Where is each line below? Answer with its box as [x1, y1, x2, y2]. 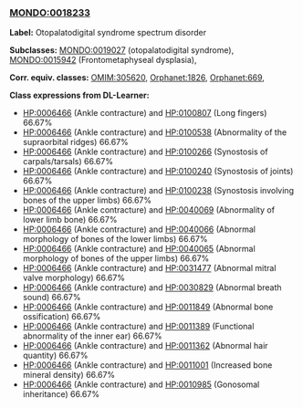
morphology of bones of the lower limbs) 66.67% [22, 234, 208, 245]
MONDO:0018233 [9, 6, 91, 19]
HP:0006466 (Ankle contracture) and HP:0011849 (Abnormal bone [22, 301, 274, 312]
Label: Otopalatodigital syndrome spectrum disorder [9, 27, 207, 38]
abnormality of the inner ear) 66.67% [22, 330, 162, 341]
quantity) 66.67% [22, 350, 89, 361]
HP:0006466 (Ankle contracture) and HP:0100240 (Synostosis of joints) [22, 166, 294, 177]
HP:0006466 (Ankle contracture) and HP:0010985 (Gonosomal [22, 379, 260, 390]
